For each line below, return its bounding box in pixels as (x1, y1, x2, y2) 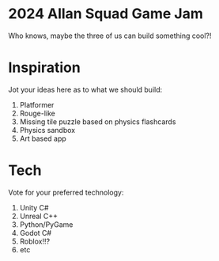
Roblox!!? (19, 236, 50, 246)
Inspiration (8, 59, 81, 77)
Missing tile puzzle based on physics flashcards (19, 116, 176, 127)
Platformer (19, 100, 55, 109)
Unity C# (19, 202, 49, 212)
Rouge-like (19, 108, 55, 118)
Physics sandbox (19, 125, 76, 134)
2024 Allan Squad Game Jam (8, 5, 203, 23)
